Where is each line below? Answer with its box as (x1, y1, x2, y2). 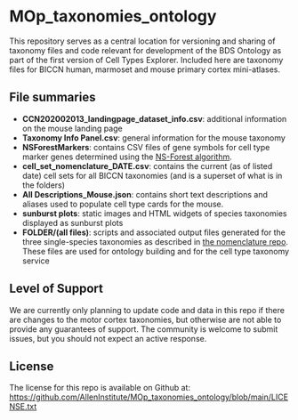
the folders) (21, 180, 65, 190)
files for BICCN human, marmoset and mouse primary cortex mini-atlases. (9, 64, 280, 75)
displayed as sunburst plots (21, 217, 124, 228)
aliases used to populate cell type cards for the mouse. (21, 198, 224, 209)
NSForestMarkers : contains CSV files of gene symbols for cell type (21, 141, 270, 152)
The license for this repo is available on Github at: (9, 383, 191, 393)
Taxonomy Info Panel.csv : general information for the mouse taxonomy (21, 132, 286, 143)
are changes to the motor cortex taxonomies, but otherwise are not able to (9, 314, 282, 325)
